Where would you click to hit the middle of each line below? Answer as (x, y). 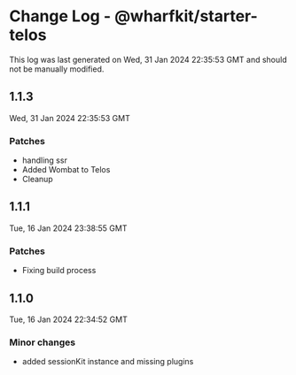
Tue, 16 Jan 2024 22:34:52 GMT (69, 319)
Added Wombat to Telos (66, 170)
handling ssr (45, 160)
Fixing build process (59, 271)
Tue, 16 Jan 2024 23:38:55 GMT (68, 228)
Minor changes (43, 342)
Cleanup (37, 180)
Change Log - (60, 16)
